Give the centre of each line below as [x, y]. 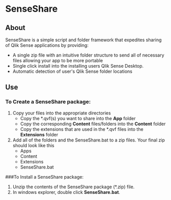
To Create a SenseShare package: [48, 102]
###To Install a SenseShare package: [45, 177]
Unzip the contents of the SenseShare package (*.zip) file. [74, 187]
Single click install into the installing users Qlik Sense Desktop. [78, 66]
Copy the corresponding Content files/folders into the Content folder [93, 124]
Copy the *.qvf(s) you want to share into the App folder [78, 118]
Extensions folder [39, 134]
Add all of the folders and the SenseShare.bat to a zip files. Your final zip [89, 140]
